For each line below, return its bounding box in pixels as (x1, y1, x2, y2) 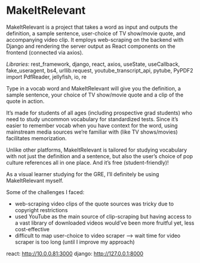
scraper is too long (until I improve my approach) (14, 238, 136, 246)
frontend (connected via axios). (6, 49, 84, 56)
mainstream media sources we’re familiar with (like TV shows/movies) (6, 128, 178, 135)
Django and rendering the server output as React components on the (6, 43, 176, 50)
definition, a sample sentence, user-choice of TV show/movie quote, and (6, 29, 186, 37)
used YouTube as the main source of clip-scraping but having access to (14, 213, 192, 220)
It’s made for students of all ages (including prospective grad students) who (6, 109, 193, 116)
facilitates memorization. (6, 134, 67, 141)
